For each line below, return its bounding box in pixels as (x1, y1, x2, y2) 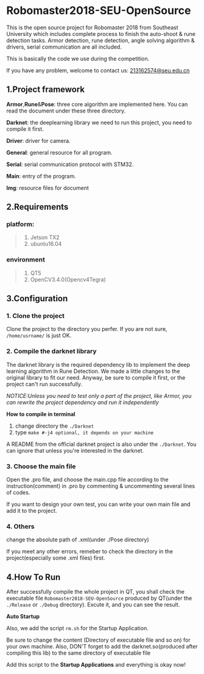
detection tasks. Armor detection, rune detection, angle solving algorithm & (6, 36, 195, 44)
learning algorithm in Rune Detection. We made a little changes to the (6, 367, 180, 375)
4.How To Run (6, 572, 61, 582)
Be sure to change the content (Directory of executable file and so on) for (6, 636, 191, 644)
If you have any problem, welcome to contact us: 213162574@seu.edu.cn (6, 66, 190, 74)
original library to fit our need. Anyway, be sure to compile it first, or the (6, 373, 186, 381)
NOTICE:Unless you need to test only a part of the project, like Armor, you (6, 392, 192, 399)
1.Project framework (6, 85, 85, 95)
